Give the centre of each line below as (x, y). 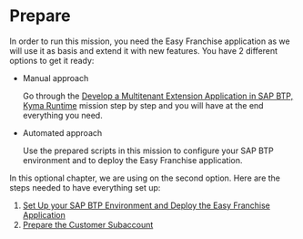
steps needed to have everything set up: (85, 187)
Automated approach (62, 132)
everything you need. (62, 115)
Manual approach (56, 78)
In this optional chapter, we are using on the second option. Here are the (145, 178)
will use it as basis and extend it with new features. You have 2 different (144, 50)
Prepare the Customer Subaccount (88, 224)
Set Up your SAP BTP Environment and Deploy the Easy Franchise (146, 205)
